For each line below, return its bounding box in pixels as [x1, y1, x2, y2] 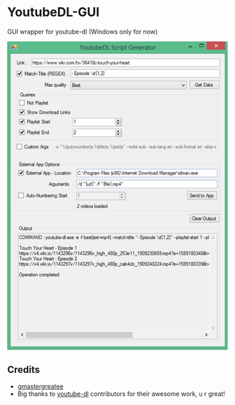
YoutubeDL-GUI [7, 4, 100, 20]
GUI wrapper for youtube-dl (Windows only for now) [7, 27, 158, 36]
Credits [7, 364, 41, 376]
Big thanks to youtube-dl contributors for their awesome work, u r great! [17, 390, 226, 398]
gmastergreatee [17, 383, 64, 391]
